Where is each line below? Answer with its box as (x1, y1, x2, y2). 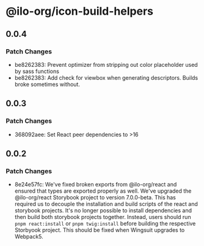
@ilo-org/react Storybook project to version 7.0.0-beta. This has (14, 194, 177, 201)
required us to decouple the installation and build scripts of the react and (14, 201, 198, 208)
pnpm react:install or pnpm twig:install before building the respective (14, 220, 196, 228)
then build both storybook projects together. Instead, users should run (14, 213, 191, 221)
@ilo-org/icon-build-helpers (5, 4, 154, 18)
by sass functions (14, 67, 59, 75)
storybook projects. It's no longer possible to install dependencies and (14, 207, 192, 214)
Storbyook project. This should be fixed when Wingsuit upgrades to (14, 226, 185, 234)
